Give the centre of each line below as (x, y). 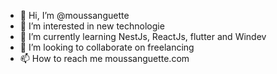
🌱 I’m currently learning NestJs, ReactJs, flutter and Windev (143, 36)
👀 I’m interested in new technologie (92, 26)
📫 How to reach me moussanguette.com (104, 58)
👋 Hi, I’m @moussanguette (74, 15)
